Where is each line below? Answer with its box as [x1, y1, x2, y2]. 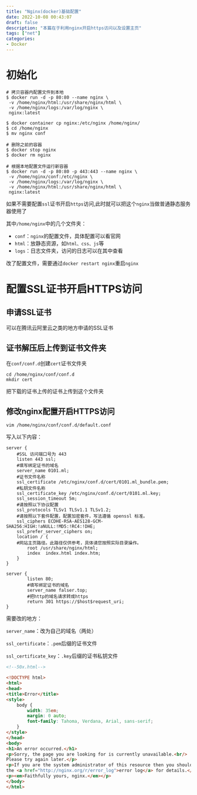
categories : [6, 36, 35, 42]
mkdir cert [6, 376, 33, 382]
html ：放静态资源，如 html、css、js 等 [14, 240, 104, 247]
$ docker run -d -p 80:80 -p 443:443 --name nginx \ [6, 169, 138, 174]
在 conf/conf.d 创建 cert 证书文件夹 [6, 359, 87, 367]
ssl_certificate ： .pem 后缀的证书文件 [6, 640, 98, 647]
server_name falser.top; [27, 588, 88, 594]
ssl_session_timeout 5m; [16, 496, 77, 502]
